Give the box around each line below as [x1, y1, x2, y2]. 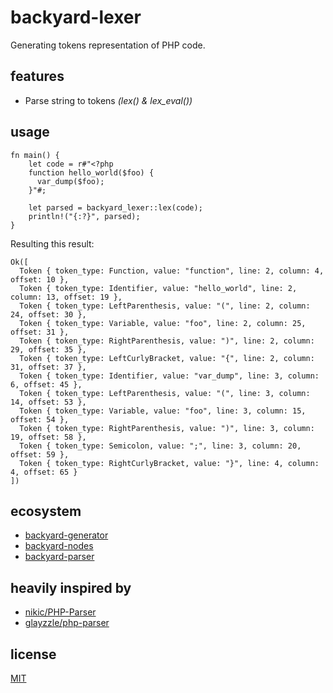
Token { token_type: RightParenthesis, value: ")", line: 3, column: [19, 423, 315, 433]
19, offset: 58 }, [10, 432, 87, 442]
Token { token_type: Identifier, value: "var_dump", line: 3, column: [19, 371, 320, 381]
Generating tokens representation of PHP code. [10, 39, 206, 51]
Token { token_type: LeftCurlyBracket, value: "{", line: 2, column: [19, 353, 315, 363]
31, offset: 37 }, [10, 362, 87, 372]
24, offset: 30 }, [10, 309, 87, 320]
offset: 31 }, [10, 327, 70, 337]
